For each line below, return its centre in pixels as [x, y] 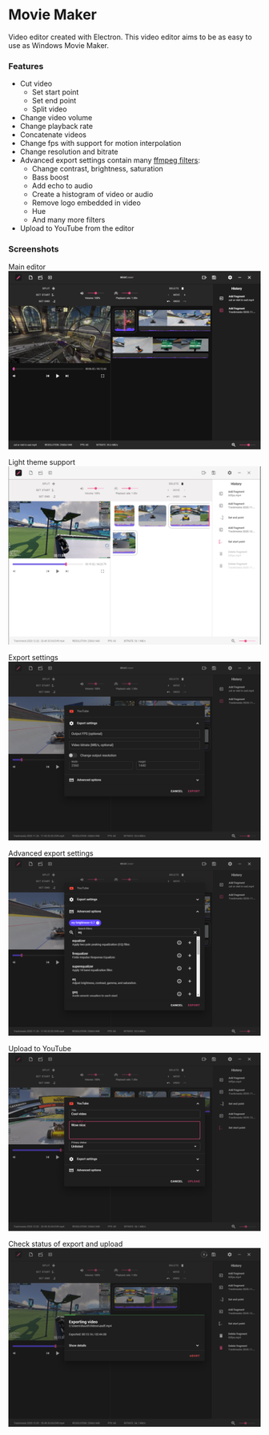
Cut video [36, 84]
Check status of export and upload [66, 1244]
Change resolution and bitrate [69, 152]
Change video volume [56, 118]
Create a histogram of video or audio [92, 195]
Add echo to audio [62, 186]
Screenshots [34, 249]
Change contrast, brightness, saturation [98, 169]
